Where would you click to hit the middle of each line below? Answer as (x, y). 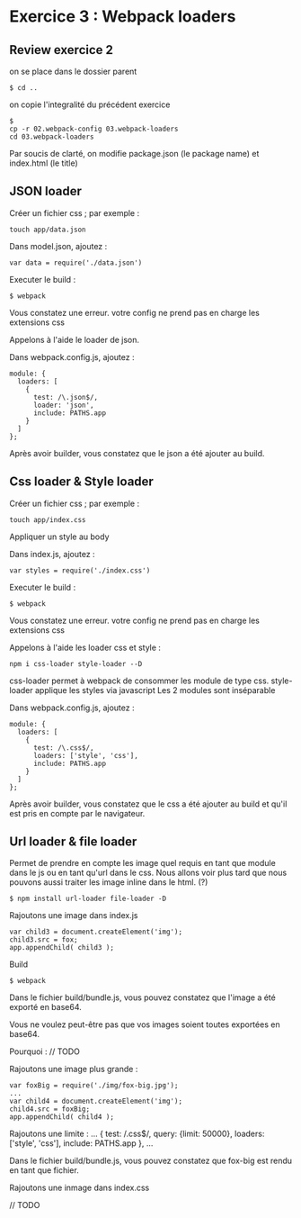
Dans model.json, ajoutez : (58, 246)
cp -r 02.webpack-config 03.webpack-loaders (94, 129)
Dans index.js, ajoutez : (53, 554)
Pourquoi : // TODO (45, 1051)
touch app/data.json (48, 230)
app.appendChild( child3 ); (62, 948)
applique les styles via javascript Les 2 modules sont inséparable (155, 690)
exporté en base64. (46, 1007)
